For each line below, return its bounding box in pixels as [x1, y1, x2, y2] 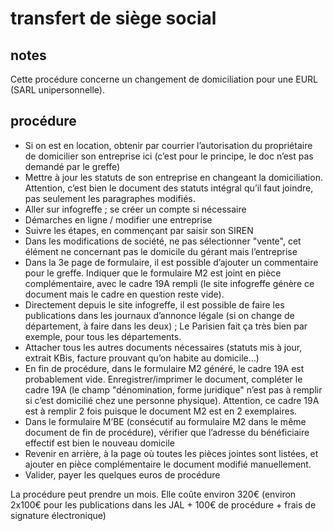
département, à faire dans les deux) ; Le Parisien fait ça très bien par [24, 320, 308, 332]
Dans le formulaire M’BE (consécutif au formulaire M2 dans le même [24, 415, 307, 427]
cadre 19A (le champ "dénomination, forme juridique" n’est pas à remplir [24, 383, 323, 396]
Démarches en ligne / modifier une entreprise [24, 213, 213, 226]
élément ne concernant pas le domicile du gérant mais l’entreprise [24, 245, 298, 257]
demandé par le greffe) [24, 160, 121, 172]
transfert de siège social [10, 7, 217, 30]
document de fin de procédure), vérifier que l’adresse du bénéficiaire [24, 426, 310, 438]
